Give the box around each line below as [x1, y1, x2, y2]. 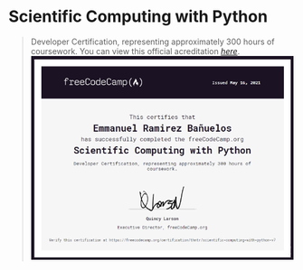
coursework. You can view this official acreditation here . [30, 45, 241, 56]
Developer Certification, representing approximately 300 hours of [30, 36, 275, 47]
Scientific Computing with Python [8, 6, 269, 27]
